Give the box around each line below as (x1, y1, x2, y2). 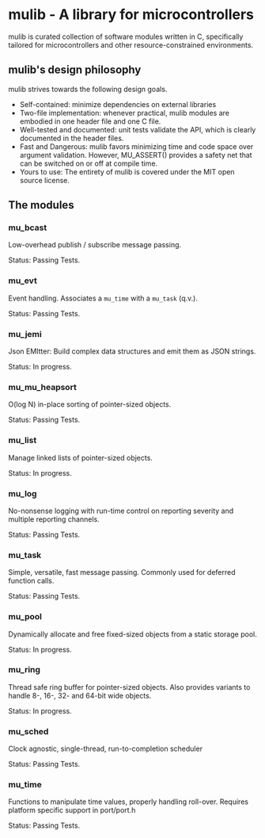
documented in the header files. (19, 133, 124, 143)
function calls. (8, 576, 55, 586)
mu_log (8, 488, 37, 499)
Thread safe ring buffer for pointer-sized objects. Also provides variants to (8, 682, 251, 691)
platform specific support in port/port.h (8, 805, 136, 815)
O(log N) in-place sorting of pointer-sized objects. (8, 400, 172, 409)
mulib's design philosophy (8, 63, 142, 77)
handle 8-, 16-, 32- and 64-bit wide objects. (8, 691, 152, 700)
